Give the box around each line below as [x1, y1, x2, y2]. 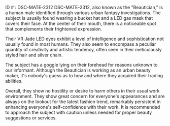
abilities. [5, 78, 23, 84]
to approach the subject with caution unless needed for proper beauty [5, 109, 152, 115]
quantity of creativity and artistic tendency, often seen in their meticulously [5, 47, 162, 52]
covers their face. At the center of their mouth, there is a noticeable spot [5, 20, 156, 26]
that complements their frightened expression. [5, 26, 103, 32]
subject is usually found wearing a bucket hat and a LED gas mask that [5, 15, 153, 21]
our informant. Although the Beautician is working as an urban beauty [5, 67, 151, 73]
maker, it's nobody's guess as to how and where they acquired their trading [5, 73, 163, 78]
